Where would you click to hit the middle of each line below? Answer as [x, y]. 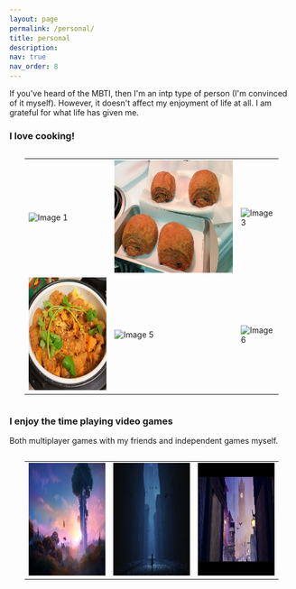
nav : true [28, 57]
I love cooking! [42, 135]
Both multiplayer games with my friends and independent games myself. [144, 441]
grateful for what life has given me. [74, 112]
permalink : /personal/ [52, 28]
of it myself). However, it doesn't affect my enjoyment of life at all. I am [141, 103]
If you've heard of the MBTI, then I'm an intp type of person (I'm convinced [148, 93]
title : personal [40, 38]
